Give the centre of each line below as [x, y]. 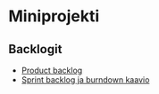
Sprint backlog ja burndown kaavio [85, 80]
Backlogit [35, 49]
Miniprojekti [54, 16]
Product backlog [52, 70]
